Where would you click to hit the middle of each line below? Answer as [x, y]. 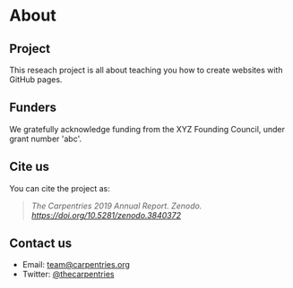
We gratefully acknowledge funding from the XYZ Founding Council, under [147, 129]
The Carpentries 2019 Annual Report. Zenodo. [116, 206]
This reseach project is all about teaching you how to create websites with [146, 70]
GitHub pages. [36, 80]
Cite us [30, 167]
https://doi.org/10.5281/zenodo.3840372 [106, 215]
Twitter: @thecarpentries [68, 275]
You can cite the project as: [60, 188]
